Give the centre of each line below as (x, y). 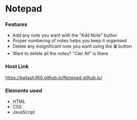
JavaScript (24, 112)
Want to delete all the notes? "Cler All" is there (60, 54)
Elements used (24, 90)
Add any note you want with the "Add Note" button (65, 35)
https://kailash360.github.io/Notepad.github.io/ (54, 77)
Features (16, 25)
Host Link (17, 67)
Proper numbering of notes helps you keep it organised (70, 41)
